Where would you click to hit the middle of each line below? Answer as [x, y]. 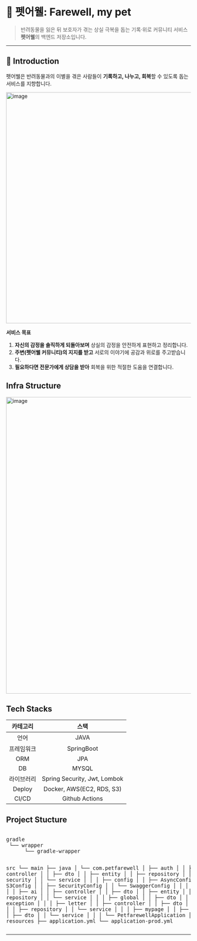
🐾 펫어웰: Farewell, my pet [69, 12]
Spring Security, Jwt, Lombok [83, 779]
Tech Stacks [29, 709]
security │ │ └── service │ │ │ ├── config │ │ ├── [82, 880]
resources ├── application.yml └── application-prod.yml [90, 921]
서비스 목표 [18, 332]
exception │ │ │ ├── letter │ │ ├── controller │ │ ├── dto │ [97, 904]
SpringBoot [83, 748]
